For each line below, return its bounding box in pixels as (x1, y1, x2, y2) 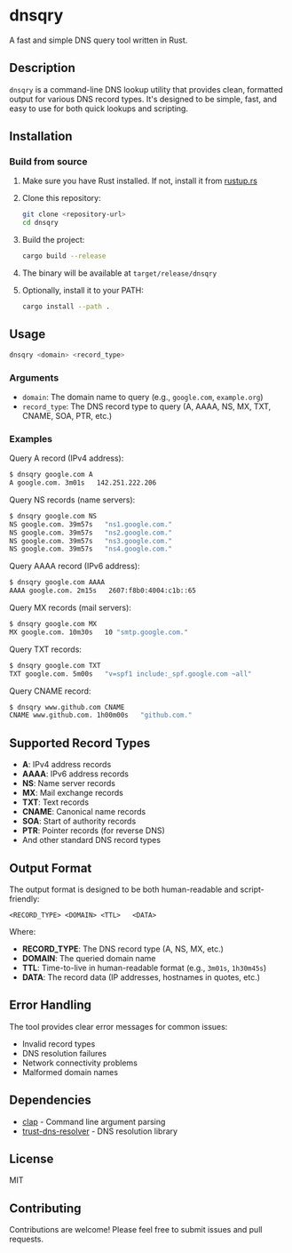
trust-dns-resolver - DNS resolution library (21, 1126, 178, 1137)
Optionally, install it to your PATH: (21, 285, 144, 296)
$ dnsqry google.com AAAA (9, 578, 105, 587)
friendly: (9, 893, 40, 904)
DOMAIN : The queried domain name (21, 952, 156, 963)
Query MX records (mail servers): (9, 602, 131, 614)
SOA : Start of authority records (21, 815, 137, 827)
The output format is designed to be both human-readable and (9, 884, 239, 895)
